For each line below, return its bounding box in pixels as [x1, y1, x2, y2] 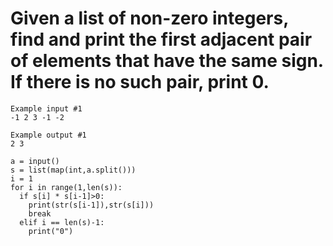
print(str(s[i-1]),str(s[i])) [28, 200, 155, 210]
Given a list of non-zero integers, [10, 7, 289, 30]
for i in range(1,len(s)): [10, 182, 123, 192]
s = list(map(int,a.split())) [10, 165, 137, 175]
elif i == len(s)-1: [19, 217, 105, 227]
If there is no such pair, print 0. [10, 71, 270, 94]
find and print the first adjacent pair [10, 28, 313, 51]
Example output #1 [10, 130, 87, 140]
